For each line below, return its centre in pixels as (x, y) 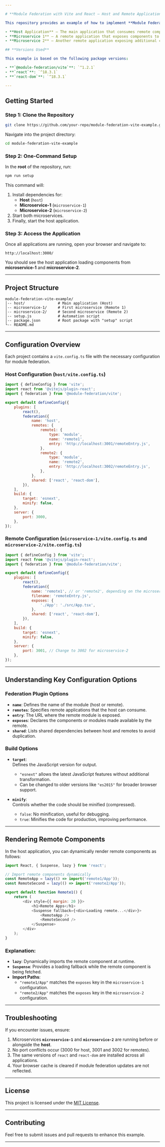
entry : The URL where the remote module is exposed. (67, 715)
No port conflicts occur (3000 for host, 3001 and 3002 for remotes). (81, 1050)
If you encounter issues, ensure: (38, 1030)
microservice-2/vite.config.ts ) (43, 545)
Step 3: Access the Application (43, 234)
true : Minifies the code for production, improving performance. (83, 819)
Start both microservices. (38, 216)
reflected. (22, 1071)
